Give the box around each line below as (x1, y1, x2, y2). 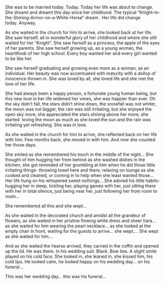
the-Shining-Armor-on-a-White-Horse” (5, 15, 85, 20)
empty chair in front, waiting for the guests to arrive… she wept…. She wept (5, 228, 159, 234)
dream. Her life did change (85, 15, 141, 20)
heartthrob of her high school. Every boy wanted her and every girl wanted (5, 50, 157, 56)
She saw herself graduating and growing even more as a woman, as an (5, 65, 149, 71)
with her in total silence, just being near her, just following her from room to (5, 188, 158, 194)
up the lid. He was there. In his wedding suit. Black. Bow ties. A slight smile (5, 248, 157, 254)
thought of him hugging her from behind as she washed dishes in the (5, 157, 145, 162)
